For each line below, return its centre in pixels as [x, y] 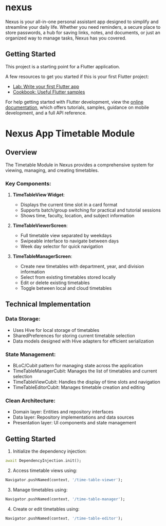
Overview [21, 152]
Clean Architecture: [30, 401]
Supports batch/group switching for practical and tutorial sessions [90, 210]
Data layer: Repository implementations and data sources [73, 417]
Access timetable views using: [45, 471]
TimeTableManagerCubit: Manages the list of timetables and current [85, 371]
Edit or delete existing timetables [55, 283]
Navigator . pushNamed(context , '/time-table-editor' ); [64, 518]
